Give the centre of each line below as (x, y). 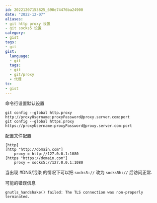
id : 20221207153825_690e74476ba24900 (44, 10)
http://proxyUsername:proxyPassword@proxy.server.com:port (68, 117)
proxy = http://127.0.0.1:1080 (46, 154)
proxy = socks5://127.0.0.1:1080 (49, 162)
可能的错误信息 (20, 183)
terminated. (17, 197)
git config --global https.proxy (40, 121)
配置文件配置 (18, 135)
